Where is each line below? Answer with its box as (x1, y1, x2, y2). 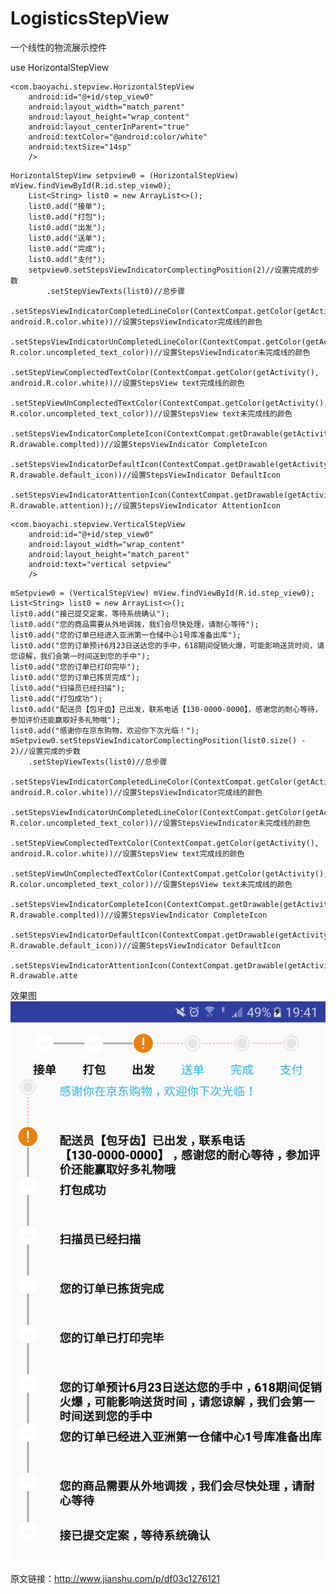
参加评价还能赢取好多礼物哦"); (10, 715, 122, 725)
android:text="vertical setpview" (28, 559, 172, 569)
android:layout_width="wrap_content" (28, 539, 186, 549)
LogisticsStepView (10, 7, 170, 30)
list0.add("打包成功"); (10, 693, 103, 704)
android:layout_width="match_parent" (28, 102, 186, 112)
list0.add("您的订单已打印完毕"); (10, 662, 141, 672)
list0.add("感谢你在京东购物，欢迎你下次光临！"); (10, 725, 200, 736)
